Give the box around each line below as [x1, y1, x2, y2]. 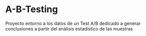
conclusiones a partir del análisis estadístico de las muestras [5, 25, 133, 31]
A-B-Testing [5, 4, 58, 15]
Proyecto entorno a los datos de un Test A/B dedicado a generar [5, 20, 141, 26]
